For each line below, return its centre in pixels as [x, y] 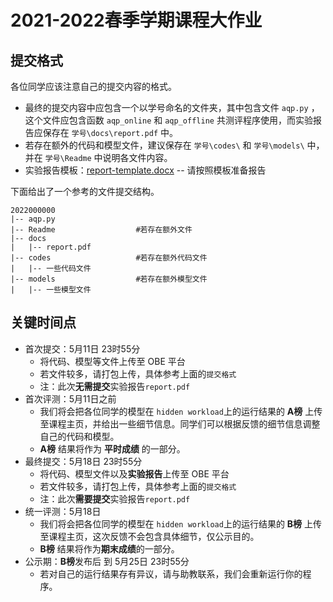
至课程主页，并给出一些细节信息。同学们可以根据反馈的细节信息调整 [180, 423]
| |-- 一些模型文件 [51, 290]
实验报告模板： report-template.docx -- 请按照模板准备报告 [145, 170]
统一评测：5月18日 [63, 511]
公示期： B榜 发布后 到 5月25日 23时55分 [107, 561]
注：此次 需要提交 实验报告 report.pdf [115, 498]
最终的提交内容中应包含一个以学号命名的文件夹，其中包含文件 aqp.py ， [172, 107]
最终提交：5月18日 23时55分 [83, 461]
